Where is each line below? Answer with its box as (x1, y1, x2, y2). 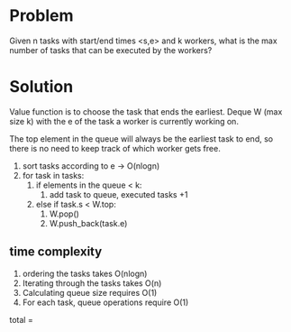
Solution (9, 77, 74, 97)
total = (9, 314, 33, 325)
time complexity (9, 244, 103, 260)
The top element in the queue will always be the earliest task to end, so (9, 133, 273, 144)
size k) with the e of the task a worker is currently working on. (9, 115, 239, 126)
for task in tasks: (22, 170, 85, 180)
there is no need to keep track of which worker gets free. (9, 143, 221, 153)
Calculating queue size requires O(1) (22, 287, 158, 298)
